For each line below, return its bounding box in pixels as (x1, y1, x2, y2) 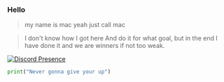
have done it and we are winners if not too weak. (24, 42, 165, 50)
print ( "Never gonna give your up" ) (7, 68, 111, 76)
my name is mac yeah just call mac (24, 21, 126, 29)
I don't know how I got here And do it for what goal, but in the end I (24, 34, 218, 42)
